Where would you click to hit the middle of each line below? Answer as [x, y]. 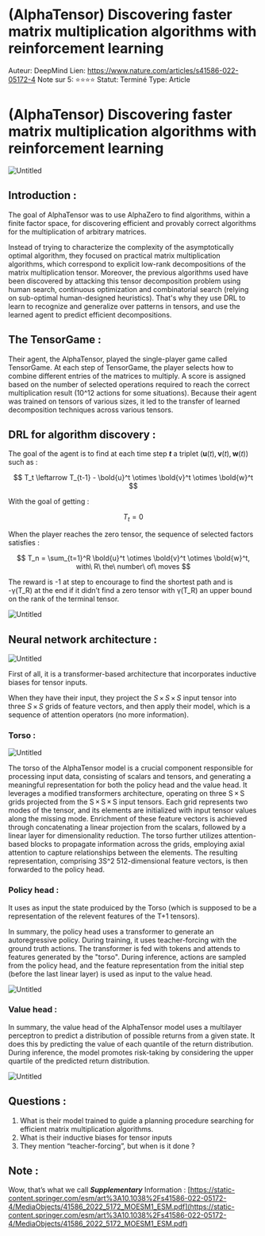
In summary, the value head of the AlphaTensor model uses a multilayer [125, 1027]
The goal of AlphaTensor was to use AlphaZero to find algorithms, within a [129, 214]
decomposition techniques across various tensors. [91, 409]
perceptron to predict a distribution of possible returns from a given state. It [132, 1035]
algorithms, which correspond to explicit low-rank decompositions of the [127, 263]
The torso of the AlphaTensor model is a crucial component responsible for [131, 768]
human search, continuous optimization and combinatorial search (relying [129, 289]
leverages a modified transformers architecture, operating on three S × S [127, 793]
